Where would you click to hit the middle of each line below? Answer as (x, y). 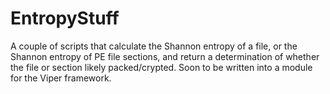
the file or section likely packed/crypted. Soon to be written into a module (161, 67)
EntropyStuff (65, 18)
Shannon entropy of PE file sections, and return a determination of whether (165, 56)
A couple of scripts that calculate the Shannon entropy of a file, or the (154, 46)
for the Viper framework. (61, 78)
